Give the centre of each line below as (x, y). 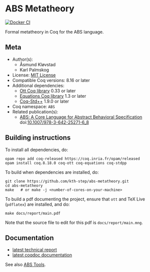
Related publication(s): (35, 112)
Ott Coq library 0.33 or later (48, 91)
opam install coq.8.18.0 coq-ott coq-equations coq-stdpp (66, 163)
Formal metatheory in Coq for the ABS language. (55, 32)
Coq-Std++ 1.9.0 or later (44, 101)
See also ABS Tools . (25, 265)
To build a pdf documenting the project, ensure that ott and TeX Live (75, 199)
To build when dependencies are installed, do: (52, 172)
